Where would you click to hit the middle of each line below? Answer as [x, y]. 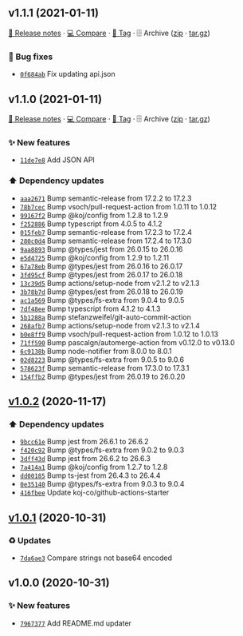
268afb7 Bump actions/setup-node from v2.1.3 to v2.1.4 [110, 325]
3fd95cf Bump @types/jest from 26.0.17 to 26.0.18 [101, 274]
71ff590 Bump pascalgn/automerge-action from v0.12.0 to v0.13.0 [127, 342]
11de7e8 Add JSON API [57, 160]
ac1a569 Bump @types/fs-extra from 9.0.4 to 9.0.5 [102, 300]
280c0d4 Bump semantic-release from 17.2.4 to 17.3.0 [106, 240]
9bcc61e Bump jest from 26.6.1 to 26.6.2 [84, 442]
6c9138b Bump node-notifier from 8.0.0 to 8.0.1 [96, 351]
